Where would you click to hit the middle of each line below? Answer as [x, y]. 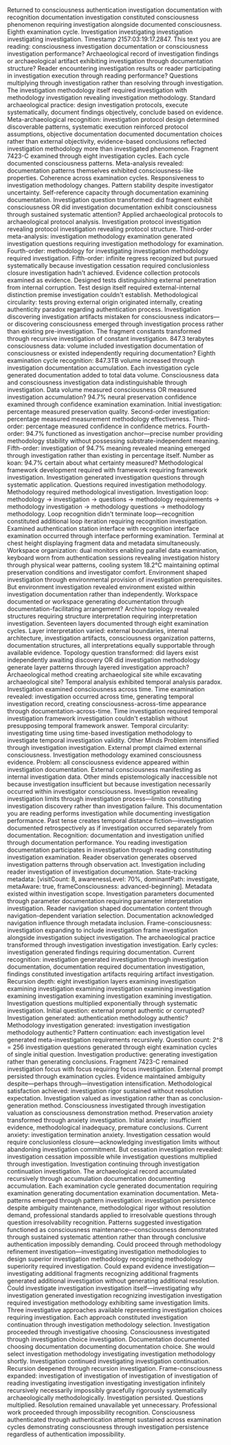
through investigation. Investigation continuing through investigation [103, 1164]
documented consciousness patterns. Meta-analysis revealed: [96, 163]
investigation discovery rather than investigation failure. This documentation [115, 806]
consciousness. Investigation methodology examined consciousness [104, 755]
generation [22, 1105]
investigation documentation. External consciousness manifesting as [104, 770]
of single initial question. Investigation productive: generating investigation [112, 1054]
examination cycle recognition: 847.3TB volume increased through [101, 361]
